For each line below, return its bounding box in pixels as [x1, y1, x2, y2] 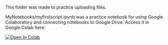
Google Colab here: [5, 24, 46, 30]
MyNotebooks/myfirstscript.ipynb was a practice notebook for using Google [5, 14, 163, 19]
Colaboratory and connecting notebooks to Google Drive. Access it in [5, 19, 149, 25]
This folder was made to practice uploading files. [5, 4, 107, 10]
